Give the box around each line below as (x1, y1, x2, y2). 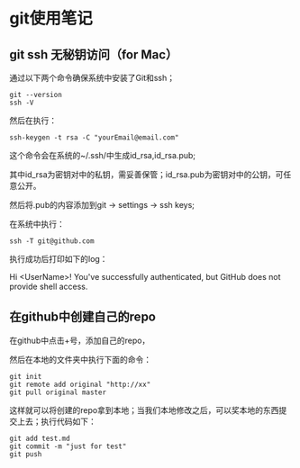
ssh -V (9, 98, 34, 107)
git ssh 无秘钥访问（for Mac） (9, 47, 178, 62)
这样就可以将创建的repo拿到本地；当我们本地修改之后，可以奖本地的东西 (9, 404, 279, 415)
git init (9, 372, 42, 381)
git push (9, 449, 42, 459)
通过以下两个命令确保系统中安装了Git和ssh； (9, 73, 176, 83)
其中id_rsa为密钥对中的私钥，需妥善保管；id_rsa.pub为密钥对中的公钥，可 (9, 169, 284, 180)
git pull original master (9, 388, 106, 397)
